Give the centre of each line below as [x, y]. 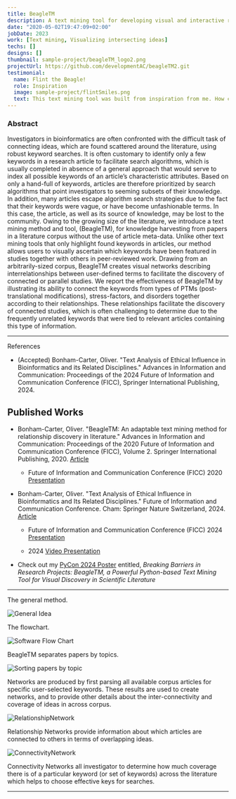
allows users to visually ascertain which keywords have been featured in [112, 252]
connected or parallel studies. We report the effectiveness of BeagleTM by [115, 281]
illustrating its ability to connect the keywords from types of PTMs [103, 289]
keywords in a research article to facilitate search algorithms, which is [108, 161]
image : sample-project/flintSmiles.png [72, 92]
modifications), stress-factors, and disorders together [122, 296]
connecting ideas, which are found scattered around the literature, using [112, 147]
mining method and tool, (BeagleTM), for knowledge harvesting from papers [117, 229]
